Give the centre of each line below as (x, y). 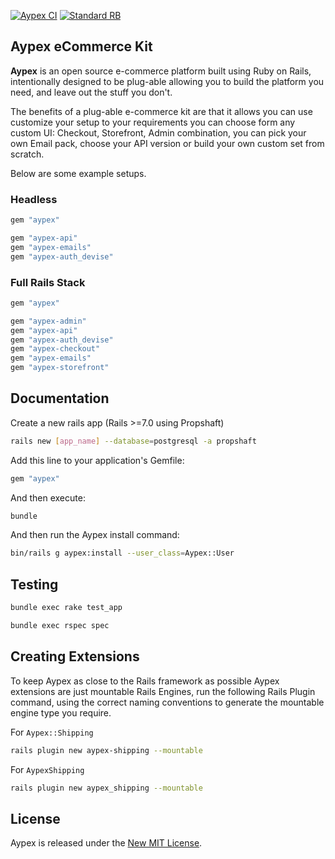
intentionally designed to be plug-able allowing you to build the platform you (167, 81)
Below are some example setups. (78, 173)
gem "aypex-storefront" (60, 368)
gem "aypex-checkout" (55, 349)
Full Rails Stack (48, 282)
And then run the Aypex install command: (95, 535)
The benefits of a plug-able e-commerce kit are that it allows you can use (161, 111)
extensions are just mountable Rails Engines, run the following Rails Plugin (163, 691)
